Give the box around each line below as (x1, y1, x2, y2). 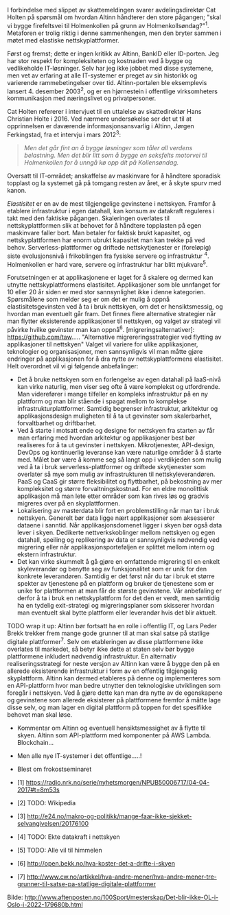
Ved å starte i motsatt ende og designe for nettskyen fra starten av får (16, 426, 215, 434)
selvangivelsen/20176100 (16, 819, 89, 827)
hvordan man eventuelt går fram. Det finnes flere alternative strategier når (7, 310, 216, 318)
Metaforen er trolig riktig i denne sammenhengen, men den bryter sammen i (7, 29, 222, 37)
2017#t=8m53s (16, 785, 60, 794)
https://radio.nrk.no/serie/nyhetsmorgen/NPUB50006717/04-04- (25, 778, 210, 786)
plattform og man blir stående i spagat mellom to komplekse (16, 397, 187, 405)
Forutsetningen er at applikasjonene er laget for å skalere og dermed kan (7, 274, 214, 282)
